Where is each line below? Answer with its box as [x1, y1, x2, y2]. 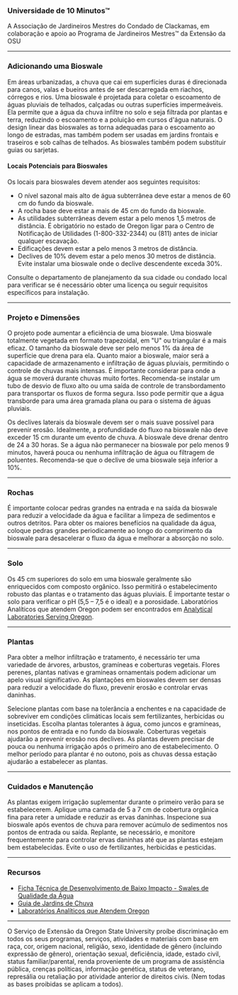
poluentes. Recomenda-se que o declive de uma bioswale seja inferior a [7, 456, 218, 464]
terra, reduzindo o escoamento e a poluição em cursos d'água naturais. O [7, 115, 223, 124]
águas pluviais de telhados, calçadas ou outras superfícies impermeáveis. [7, 100, 223, 109]
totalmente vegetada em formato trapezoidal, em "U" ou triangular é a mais [7, 336, 227, 345]
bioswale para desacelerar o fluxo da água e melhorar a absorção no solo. [7, 534, 225, 542]
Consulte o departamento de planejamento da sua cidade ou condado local [7, 273, 227, 281]
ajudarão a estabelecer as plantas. [7, 757, 108, 765]
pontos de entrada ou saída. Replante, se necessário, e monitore [7, 828, 196, 837]
